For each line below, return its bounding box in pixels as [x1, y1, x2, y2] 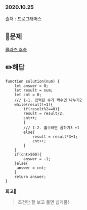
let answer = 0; [14, 83, 49, 88]
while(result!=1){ [14, 102, 53, 107]
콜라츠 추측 [5, 47, 27, 53]
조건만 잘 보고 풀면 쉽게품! [17, 199, 69, 205]
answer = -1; [23, 156, 51, 161]
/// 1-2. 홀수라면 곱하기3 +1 [23, 125, 80, 130]
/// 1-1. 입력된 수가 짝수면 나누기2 [14, 98, 82, 103]
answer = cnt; [16, 165, 47, 170]
